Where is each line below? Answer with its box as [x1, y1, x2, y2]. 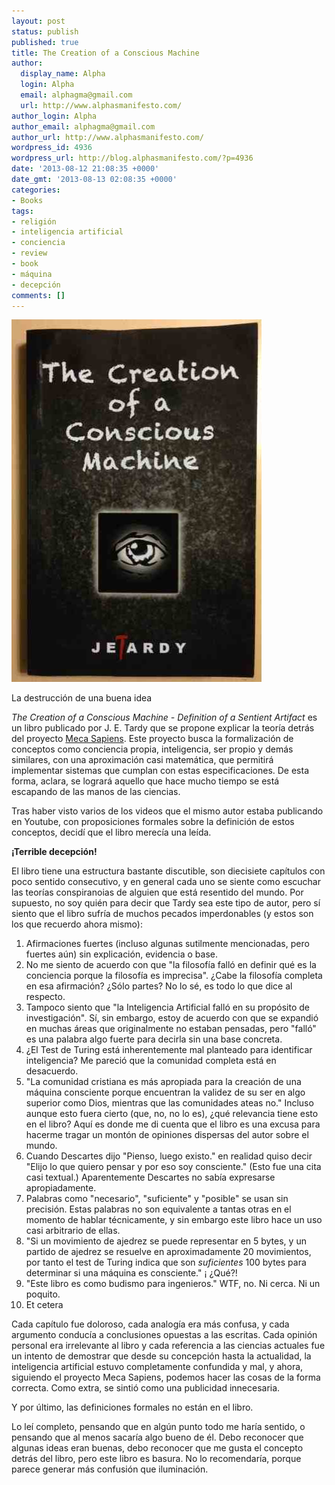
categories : [11, 185, 61, 195]
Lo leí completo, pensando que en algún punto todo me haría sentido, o [11, 1421, 306, 1433]
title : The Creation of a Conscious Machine [11, 48, 200, 58]
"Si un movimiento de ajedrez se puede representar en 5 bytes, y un [25, 1235, 307, 1247]
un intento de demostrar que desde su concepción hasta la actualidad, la [11, 1350, 312, 1362]
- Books [11, 195, 44, 205]
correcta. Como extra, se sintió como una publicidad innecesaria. [11, 1382, 281, 1394]
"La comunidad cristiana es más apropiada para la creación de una [25, 1076, 302, 1088]
